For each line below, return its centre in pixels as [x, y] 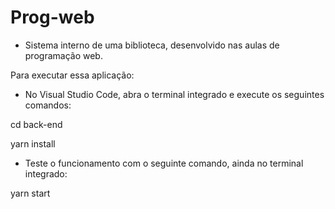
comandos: [48, 105]
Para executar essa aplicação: [72, 75]
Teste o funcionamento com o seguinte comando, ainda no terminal [164, 163]
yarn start [30, 193]
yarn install [33, 143]
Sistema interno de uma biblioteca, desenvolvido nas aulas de [152, 45]
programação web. [63, 55]
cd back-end [36, 124]
